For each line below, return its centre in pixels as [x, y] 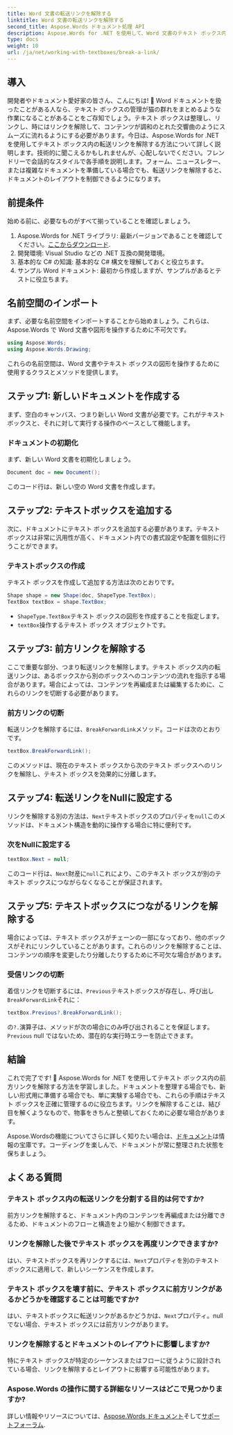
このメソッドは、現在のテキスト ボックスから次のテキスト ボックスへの [109, 765]
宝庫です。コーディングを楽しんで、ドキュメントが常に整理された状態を [122, 1144]
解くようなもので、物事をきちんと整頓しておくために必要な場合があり [119, 1112]
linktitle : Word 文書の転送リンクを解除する [66, 20]
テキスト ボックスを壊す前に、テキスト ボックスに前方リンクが [111, 1289]
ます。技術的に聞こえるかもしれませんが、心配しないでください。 [113, 152]
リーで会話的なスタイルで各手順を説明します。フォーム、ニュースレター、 [119, 161]
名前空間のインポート [53, 303]
